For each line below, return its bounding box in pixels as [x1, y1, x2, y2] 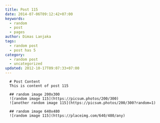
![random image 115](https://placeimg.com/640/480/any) [9, 113, 125, 118]
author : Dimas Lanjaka [5, 35, 51, 39]
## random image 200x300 [9, 92, 60, 97]
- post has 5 [9, 48, 36, 53]
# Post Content [9, 79, 40, 84]
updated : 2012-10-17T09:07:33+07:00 [5, 66, 80, 71]
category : [5, 52, 25, 57]
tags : [5, 39, 16, 44]
